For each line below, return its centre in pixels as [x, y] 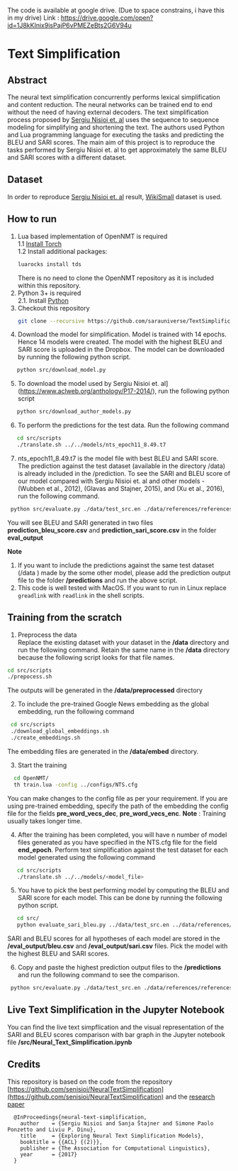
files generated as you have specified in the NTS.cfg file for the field [117, 842]
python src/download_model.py [61, 370]
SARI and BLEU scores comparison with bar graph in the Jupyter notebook [116, 1034]
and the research [190, 1097]
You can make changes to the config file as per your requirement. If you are [118, 798]
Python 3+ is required [49, 293]
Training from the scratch [65, 617]
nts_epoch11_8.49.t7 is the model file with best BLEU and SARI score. [118, 458]
